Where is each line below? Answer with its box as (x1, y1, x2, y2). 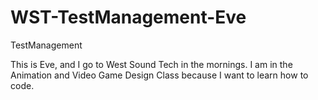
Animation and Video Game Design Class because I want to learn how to (10, 69, 309, 81)
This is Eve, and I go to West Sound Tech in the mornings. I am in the (10, 58, 293, 70)
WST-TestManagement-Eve (10, 6, 247, 29)
